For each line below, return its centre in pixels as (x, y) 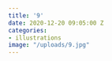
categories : (28, 30)
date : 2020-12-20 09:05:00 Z (56, 23)
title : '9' (26, 15)
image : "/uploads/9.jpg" (49, 45)
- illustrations (35, 38)
